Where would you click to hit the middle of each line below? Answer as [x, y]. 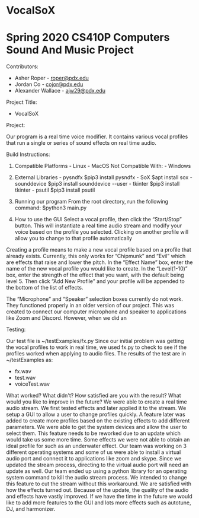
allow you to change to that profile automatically [73, 239]
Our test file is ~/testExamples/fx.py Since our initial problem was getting [95, 341]
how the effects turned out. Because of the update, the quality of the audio [97, 490]
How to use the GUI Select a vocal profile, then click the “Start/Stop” [98, 220]
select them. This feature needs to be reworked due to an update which [93, 433]
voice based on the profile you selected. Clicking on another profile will [101, 232]
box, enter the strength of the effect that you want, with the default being [95, 275]
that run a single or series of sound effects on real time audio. [81, 143]
